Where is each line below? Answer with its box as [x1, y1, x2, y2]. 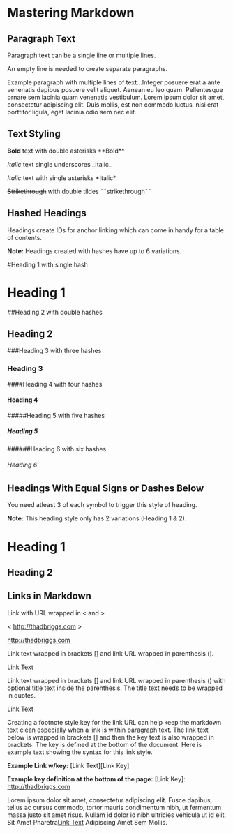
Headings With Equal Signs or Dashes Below [7, 483, 204, 495]
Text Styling [7, 128, 61, 140]
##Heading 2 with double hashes [7, 308, 103, 316]
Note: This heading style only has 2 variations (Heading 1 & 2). [7, 514, 187, 523]
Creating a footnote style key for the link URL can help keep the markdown [7, 718, 222, 726]
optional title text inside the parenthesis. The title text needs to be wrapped [7, 684, 223, 692]
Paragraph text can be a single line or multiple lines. [7, 51, 156, 59]
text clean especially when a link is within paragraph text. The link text [7, 726, 209, 734]
